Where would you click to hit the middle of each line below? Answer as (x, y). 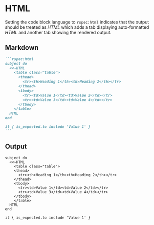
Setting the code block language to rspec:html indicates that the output (77, 22)
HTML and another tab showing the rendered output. (58, 32)
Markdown (22, 48)
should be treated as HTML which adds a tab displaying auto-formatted (77, 27)
